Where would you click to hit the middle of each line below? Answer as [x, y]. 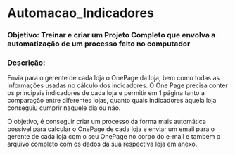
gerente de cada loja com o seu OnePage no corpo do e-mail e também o [114, 137]
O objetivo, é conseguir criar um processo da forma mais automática [107, 122]
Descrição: [26, 63]
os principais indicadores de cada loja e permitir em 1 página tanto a [106, 93]
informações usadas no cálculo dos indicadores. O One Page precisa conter [118, 85]
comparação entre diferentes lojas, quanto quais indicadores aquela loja [112, 101]
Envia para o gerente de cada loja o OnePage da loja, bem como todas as [114, 78]
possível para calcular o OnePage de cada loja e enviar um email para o [111, 129]
